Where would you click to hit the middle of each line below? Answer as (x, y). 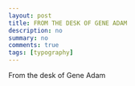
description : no (35, 30)
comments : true (34, 45)
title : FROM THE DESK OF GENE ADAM (68, 23)
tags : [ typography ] (41, 53)
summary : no (28, 38)
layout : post (30, 16)
